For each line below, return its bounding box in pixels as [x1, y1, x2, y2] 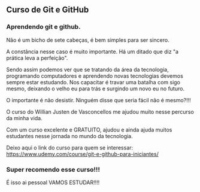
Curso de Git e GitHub [6, 5, 89, 15]
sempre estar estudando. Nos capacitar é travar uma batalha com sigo [6, 78, 181, 86]
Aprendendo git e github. [6, 23, 81, 31]
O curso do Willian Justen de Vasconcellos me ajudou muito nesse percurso [6, 108, 195, 115]
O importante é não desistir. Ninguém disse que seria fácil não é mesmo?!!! [6, 96, 192, 103]
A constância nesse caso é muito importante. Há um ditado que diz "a [6, 48, 178, 55]
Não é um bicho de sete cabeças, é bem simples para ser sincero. [6, 36, 169, 44]
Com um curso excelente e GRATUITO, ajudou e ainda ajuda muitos [6, 126, 172, 133]
